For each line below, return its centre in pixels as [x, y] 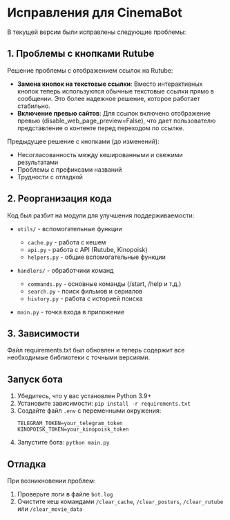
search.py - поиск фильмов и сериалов [85, 291]
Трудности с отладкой [50, 177]
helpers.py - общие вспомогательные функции [96, 257]
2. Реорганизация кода [59, 199]
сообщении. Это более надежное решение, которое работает [108, 98]
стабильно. [33, 106]
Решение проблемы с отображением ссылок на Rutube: [90, 70]
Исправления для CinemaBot [95, 13]
